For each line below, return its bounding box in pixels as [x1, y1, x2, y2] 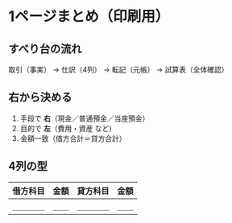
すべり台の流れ [8, 42, 82, 56]
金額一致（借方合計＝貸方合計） [19, 134, 126, 143]
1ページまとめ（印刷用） [8, 7, 170, 26]
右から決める [8, 90, 72, 105]
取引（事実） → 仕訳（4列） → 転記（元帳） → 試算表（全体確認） [8, 65, 229, 74]
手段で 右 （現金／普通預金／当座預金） [19, 114, 150, 123]
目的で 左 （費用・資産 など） [19, 123, 117, 133]
